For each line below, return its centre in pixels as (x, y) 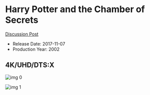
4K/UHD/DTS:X (30, 65)
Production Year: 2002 (36, 49)
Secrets (22, 20)
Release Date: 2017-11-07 (39, 43)
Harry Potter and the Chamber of (75, 9)
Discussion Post (22, 34)
